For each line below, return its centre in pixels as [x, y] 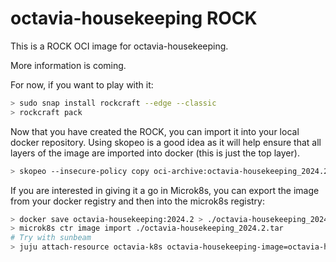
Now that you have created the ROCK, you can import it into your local [155, 131]
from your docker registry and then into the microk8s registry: [137, 201]
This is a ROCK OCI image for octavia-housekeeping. [119, 46]
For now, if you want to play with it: [82, 84]
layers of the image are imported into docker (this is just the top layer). [155, 153]
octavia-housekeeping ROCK [134, 18]
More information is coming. [68, 65]
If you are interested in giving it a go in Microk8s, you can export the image [165, 190]
